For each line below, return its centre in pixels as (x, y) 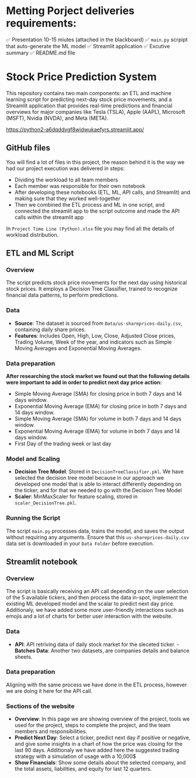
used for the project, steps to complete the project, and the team (92, 725)
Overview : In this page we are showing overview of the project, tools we (102, 719)
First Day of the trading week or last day (63, 443)
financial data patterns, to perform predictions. (62, 295)
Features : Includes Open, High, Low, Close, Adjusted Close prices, (95, 335)
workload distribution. (32, 235)
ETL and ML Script (40, 253)
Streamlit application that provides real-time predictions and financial (89, 105)
